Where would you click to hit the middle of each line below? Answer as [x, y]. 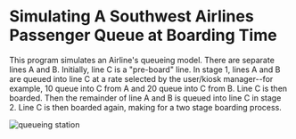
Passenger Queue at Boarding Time [144, 35]
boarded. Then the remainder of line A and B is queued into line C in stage [145, 98]
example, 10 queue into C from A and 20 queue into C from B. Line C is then [148, 88]
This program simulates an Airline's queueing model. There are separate [142, 60]
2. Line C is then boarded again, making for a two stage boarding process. [146, 107]
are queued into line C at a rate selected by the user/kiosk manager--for [141, 78]
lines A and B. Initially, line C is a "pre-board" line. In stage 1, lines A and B [145, 69]
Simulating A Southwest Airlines [132, 16]
